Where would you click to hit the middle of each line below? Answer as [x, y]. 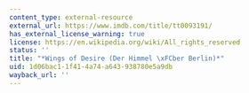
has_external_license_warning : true [77, 34]
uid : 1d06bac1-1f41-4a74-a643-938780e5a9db [91, 67]
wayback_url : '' [39, 75]
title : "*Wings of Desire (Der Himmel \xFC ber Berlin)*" [117, 58]
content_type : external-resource [71, 17]
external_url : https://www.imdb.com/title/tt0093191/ [111, 26]
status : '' [29, 50]
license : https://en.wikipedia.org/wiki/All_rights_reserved [125, 42]
